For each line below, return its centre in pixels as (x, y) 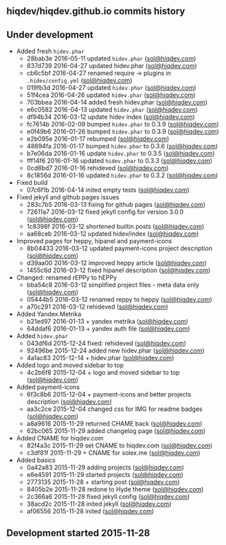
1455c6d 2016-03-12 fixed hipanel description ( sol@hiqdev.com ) (118, 270)
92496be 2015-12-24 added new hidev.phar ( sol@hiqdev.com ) (116, 351)
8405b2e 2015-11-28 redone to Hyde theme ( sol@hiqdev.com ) (115, 489)
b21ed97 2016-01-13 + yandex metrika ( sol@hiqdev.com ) (107, 322)
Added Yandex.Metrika (49, 314)
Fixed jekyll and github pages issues (68, 197)
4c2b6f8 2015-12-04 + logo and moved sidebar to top (103, 372)
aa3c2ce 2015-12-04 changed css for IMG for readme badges (115, 409)
